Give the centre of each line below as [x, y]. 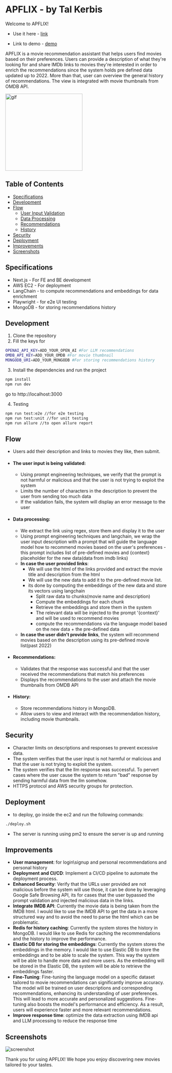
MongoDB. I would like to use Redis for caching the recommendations [87, 933]
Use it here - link [30, 33]
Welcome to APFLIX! [27, 24]
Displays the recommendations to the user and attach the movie [88, 679]
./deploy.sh [18, 824]
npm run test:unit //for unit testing [47, 418]
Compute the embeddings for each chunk [80, 602]
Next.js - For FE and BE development [52, 280]
